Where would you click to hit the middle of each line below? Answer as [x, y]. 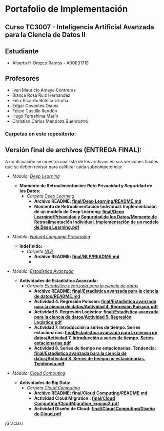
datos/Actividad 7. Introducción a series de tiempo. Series [94, 338]
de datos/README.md [57, 296]
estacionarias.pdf [52, 343]
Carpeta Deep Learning [51, 196]
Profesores [22, 78]
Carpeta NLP [40, 251]
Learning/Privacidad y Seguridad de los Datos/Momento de [95, 216]
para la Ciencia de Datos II [45, 34]
